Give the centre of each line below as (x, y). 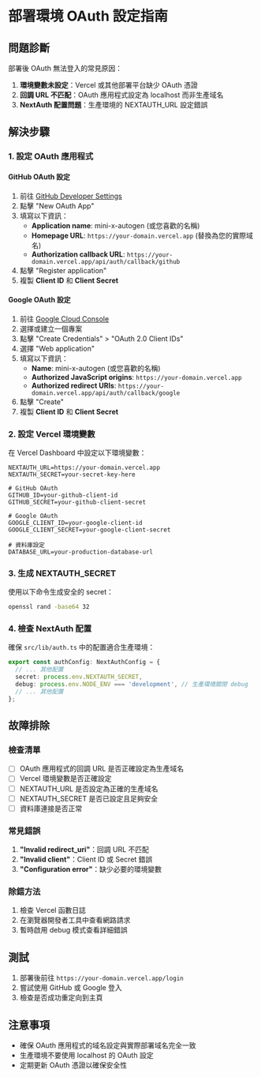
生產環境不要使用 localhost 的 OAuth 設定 (86, 1055)
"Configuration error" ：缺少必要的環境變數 (90, 869)
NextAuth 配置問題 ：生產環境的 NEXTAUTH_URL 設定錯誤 (114, 105)
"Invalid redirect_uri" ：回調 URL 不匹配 (84, 850)
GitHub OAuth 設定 (39, 176)
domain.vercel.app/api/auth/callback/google (106, 393)
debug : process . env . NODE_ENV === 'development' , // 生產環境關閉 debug (132, 685)
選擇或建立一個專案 (51, 328)
